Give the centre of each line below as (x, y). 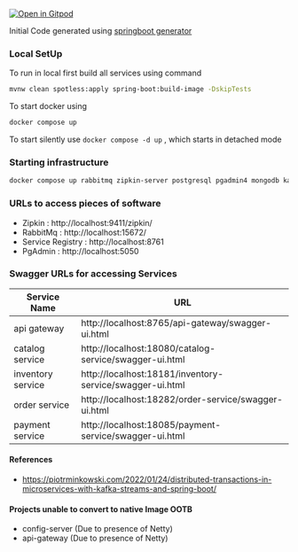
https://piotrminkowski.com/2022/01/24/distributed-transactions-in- (147, 479)
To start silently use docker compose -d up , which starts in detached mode (145, 140)
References (31, 460)
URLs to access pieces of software (85, 204)
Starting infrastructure (59, 162)
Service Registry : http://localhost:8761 (93, 241)
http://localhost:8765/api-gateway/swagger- (176, 323)
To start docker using (48, 106)
